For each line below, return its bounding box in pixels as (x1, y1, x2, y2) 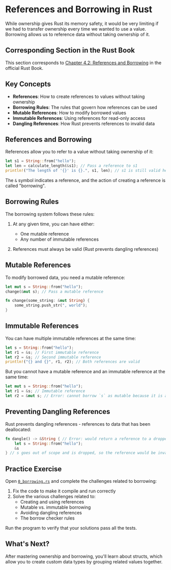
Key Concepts (5, 80, 51, 89)
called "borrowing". (5, 183, 46, 189)
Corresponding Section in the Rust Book (5, 46, 135, 55)
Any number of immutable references (20, 236, 99, 242)
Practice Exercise (5, 464, 62, 473)
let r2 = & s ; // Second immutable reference (5, 354, 101, 360)
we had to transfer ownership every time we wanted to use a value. (5, 25, 147, 32)
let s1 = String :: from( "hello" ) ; (5, 159, 76, 164)
